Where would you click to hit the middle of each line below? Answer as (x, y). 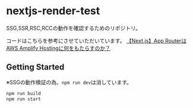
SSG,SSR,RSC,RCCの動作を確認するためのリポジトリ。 (74, 28)
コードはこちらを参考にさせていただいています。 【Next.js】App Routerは (96, 40)
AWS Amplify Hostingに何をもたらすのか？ (58, 48)
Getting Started (35, 67)
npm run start (24, 99)
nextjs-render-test (53, 11)
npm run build (24, 93)
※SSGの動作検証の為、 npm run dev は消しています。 (69, 82)
